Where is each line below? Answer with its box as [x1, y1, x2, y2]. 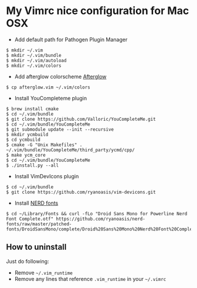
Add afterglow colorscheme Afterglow [14, 73, 107, 80]
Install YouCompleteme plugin [14, 94, 87, 101]
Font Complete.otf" [6, 216, 54, 222]
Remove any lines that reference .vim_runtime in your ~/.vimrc [14, 275, 167, 282]
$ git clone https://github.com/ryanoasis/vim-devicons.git [6, 189, 157, 195]
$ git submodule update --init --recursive [6, 126, 114, 133]
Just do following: [6, 257, 49, 265]
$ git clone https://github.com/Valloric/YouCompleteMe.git [6, 116, 157, 122]
